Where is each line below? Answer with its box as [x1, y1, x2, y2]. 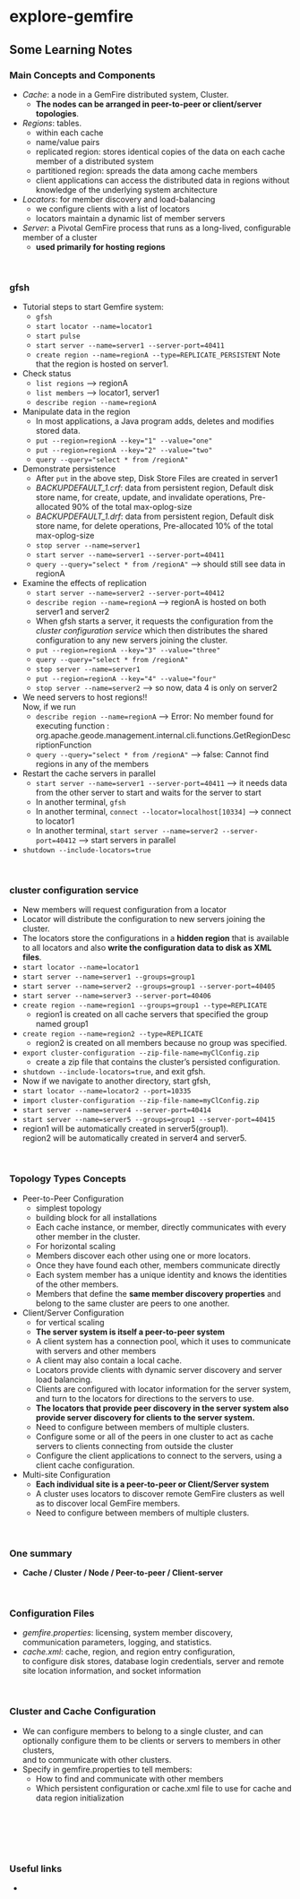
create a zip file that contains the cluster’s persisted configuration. [35, 1057, 280, 1067]
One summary [9, 1547, 73, 1559]
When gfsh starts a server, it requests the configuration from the [35, 616, 274, 626]
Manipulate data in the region [21, 406, 131, 418]
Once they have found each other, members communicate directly [35, 1259, 280, 1270]
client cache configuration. [35, 1459, 135, 1471]
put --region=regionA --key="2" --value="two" [35, 446, 213, 455]
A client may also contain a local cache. [35, 1355, 182, 1366]
